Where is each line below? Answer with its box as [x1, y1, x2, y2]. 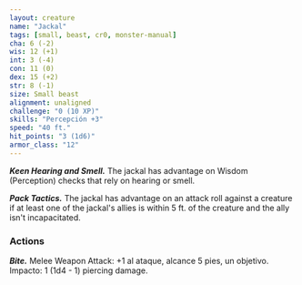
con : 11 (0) [9, 65, 55, 74]
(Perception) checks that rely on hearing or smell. [9, 175, 196, 186]
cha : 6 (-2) [9, 38, 55, 48]
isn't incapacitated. [9, 211, 82, 223]
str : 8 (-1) [9, 81, 55, 90]
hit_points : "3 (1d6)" [9, 132, 96, 141]
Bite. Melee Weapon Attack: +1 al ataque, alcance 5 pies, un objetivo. [9, 256, 269, 267]
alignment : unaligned [9, 97, 92, 107]
